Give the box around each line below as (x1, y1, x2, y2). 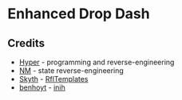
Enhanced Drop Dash (7, 5, 150, 23)
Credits (7, 37, 45, 50)
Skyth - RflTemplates (18, 75, 89, 83)
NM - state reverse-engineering (18, 66, 125, 75)
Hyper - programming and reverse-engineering (18, 57, 175, 67)
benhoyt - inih (18, 83, 65, 92)
